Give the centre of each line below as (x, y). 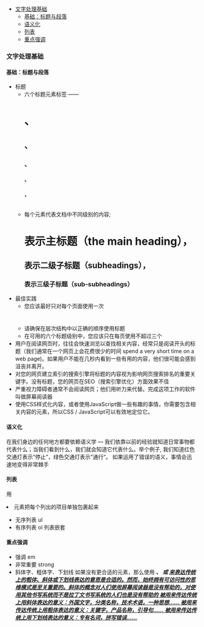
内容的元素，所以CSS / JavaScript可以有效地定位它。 (87, 412)
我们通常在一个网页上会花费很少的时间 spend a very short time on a (110, 351)
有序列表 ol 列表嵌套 (40, 527)
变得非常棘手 (33, 464)
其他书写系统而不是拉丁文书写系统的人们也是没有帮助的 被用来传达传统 (109, 595)
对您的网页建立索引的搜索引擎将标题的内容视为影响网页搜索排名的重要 (103, 374)
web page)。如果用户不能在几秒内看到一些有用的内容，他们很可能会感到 (105, 359)
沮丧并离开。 (31, 366)
